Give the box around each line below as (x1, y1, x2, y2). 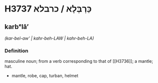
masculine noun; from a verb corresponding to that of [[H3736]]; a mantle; (4, 58, 153, 64)
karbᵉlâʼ (4, 23, 29, 31)
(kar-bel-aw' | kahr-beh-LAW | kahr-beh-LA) (4, 35, 94, 41)
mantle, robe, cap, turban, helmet (11, 73, 79, 79)
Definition (4, 47, 29, 54)
